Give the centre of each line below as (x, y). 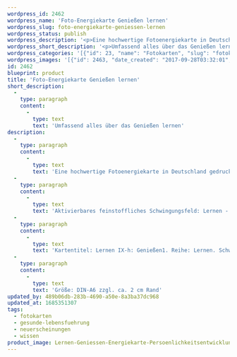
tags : (15, 310)
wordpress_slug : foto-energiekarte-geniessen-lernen (86, 27)
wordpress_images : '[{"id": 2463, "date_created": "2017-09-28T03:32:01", (120, 60)
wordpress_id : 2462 (36, 14)
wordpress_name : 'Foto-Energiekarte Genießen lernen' (88, 21)
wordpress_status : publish (47, 34)
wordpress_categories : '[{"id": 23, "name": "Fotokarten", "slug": (109, 54)
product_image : (30, 343)
